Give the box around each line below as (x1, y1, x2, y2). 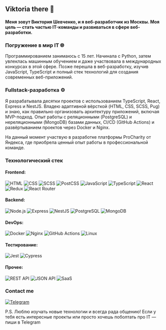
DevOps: (5, 219, 24, 225)
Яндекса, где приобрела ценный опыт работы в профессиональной (5, 139, 149, 145)
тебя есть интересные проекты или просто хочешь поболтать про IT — (5, 314, 156, 320)
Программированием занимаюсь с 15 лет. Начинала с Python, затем (5, 53, 151, 59)
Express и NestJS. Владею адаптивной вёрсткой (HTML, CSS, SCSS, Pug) (5, 103, 160, 109)
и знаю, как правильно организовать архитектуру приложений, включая (5, 108, 160, 114)
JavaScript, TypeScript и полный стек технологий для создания (5, 69, 139, 75)
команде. (5, 145, 25, 151)
